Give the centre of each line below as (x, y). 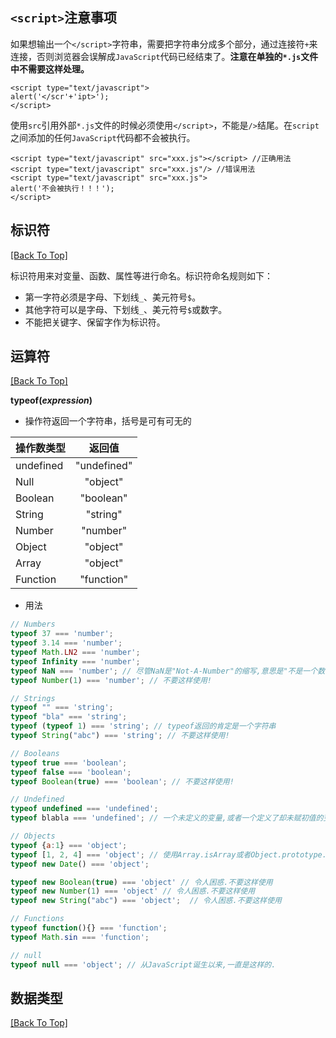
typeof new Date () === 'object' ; (80, 864)
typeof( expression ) (51, 400)
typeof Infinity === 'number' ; (75, 661)
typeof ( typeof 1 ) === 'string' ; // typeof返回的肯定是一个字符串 (143, 726)
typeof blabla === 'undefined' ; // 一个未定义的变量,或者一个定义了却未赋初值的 (167, 818)
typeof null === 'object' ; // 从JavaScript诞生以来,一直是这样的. (143, 964)
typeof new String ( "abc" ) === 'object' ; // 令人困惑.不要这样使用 (146, 901)
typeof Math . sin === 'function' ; (80, 937)
